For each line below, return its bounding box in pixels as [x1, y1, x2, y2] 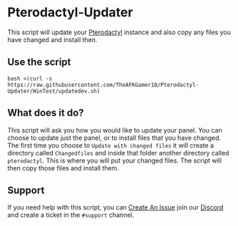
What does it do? [7, 107, 84, 119]
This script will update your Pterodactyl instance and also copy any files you [7, 28, 232, 36]
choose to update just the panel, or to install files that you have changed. [7, 133, 222, 142]
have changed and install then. [7, 35, 98, 43]
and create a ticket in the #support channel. [7, 211, 135, 220]
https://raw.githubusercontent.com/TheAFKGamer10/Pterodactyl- [7, 81, 200, 88]
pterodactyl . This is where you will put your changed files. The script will [7, 156, 222, 165]
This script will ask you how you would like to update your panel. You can [7, 125, 222, 134]
